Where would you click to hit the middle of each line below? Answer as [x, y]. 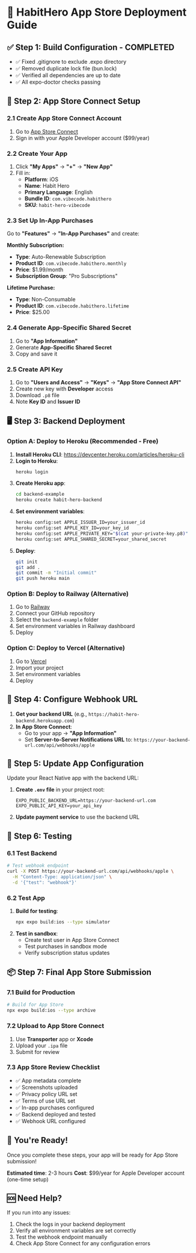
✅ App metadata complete [48, 1080]
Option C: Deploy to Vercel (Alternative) [66, 648]
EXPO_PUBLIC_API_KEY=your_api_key [59, 806]
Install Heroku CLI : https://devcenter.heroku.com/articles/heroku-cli [100, 454]
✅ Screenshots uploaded [46, 1087]
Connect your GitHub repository [55, 614]
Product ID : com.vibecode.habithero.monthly [71, 263]
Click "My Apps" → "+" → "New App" [64, 166]
